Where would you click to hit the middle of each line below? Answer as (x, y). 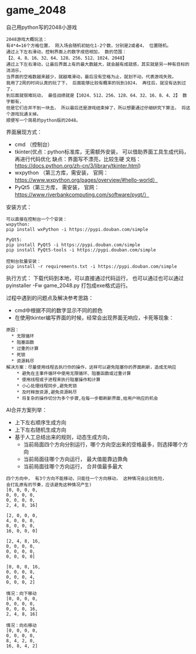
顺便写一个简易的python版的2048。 (43, 120)
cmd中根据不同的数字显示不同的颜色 (58, 310)
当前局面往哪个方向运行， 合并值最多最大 (73, 466)
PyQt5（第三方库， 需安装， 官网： (57, 187)
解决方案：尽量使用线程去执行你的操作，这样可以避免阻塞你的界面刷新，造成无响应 (91, 367)
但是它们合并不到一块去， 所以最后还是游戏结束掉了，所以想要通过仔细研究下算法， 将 (96, 108)
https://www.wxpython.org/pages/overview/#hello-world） (86, 180)
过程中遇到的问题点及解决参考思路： (50, 298)
